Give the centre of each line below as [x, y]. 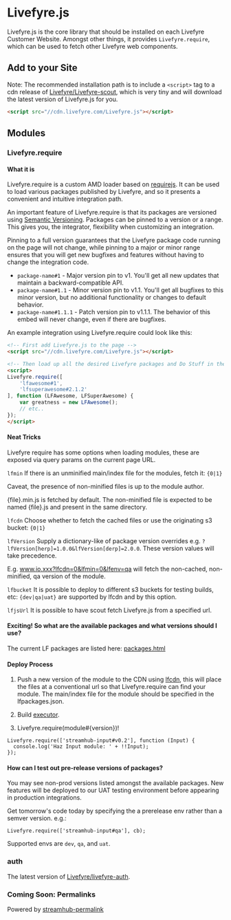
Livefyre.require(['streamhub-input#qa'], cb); [77, 831]
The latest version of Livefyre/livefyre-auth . [69, 876]
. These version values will [177, 548]
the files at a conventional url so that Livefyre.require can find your [111, 687]
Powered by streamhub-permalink [56, 910]
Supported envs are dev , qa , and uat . [59, 844]
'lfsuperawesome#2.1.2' [54, 390]
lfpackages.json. [41, 701]
